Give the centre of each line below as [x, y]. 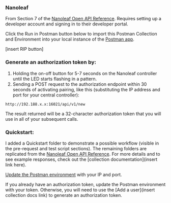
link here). [16, 164]
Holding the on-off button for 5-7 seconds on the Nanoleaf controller [85, 73]
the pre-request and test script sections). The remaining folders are [76, 148]
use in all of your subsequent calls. [42, 119]
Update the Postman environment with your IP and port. [64, 175]
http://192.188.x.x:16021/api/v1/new [45, 104]
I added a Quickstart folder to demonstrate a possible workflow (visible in [82, 143]
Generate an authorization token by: [51, 62]
